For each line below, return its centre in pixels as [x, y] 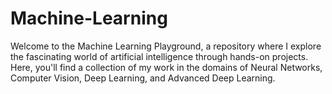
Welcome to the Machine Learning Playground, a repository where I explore [166, 46]
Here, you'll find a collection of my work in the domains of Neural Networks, [166, 67]
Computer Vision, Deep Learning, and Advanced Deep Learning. [143, 78]
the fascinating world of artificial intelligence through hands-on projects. [159, 56]
